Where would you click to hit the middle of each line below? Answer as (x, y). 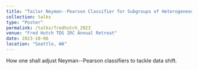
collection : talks (29, 17)
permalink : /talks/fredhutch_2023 (49, 28)
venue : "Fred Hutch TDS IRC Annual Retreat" (62, 33)
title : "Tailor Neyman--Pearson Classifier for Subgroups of (83, 11)
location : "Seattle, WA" (37, 44)
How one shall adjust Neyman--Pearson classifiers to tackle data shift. (92, 60)
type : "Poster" (25, 22)
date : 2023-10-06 (27, 38)
